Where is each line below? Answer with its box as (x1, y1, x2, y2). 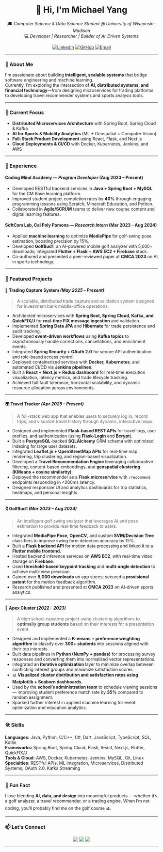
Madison (72, 28, 91, 33)
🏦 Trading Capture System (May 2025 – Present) (5, 287, 105, 293)
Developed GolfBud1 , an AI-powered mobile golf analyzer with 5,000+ (12, 243, 153, 249)
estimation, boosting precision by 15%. (12, 238, 90, 244)
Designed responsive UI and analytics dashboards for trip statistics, (12, 485, 148, 490)
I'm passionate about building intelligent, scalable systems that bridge (5, 72, 147, 78)
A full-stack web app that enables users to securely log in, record (16, 413, 148, 419)
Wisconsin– (132, 20, 156, 26)
